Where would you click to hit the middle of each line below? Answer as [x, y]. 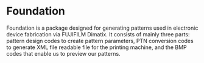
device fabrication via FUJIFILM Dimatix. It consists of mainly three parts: [98, 34]
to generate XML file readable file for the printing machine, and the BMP [97, 47]
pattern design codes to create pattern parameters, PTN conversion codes [100, 41]
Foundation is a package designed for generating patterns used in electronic [102, 28]
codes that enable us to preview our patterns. [63, 53]
